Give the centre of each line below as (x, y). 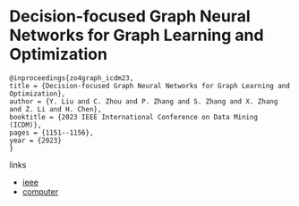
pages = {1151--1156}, (51, 132)
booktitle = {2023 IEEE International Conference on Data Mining (133, 117)
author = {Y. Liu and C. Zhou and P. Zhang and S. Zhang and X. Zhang (144, 101)
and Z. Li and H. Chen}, (56, 109)
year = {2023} (36, 140)
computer (40, 191)
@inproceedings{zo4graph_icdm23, (72, 78)
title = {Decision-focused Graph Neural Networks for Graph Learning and (150, 86)
